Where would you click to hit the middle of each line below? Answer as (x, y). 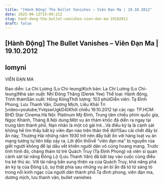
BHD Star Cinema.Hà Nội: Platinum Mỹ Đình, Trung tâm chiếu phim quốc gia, (82, 115)
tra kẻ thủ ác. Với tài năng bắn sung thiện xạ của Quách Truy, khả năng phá (81, 162)
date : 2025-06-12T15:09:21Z (34, 14)
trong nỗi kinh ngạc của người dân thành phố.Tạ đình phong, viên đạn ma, (80, 172)
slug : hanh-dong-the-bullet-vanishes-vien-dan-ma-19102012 (67, 19)
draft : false (18, 23)
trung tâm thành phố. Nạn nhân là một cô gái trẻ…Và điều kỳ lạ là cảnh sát (80, 125)
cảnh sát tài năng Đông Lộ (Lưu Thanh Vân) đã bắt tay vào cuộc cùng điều (80, 157)
